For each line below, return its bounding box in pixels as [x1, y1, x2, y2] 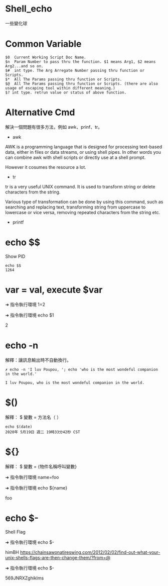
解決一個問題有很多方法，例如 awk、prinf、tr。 [5, 124, 103, 130]
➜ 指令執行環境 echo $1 [5, 312, 54, 318]
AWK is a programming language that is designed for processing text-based [5, 144, 162, 150]
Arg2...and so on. [5, 63, 44, 68]
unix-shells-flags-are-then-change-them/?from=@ [5, 555, 110, 561]
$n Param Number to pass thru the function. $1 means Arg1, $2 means [5, 59, 156, 64]
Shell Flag [5, 529, 26, 535]
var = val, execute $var [5, 284, 103, 296]
